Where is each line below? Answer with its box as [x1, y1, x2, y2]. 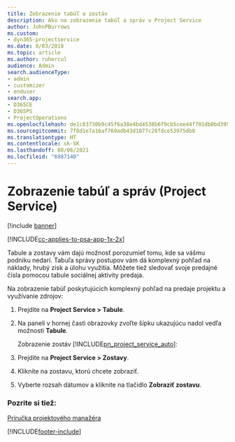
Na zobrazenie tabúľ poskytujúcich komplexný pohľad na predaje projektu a [7, 284, 226, 292]
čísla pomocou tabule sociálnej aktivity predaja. [7, 271, 145, 279]
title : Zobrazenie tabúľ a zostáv [7, 10, 108, 17]
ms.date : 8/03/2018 [7, 43, 64, 50]
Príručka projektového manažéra [7, 414, 101, 422]
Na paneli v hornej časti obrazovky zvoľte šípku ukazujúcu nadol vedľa [17, 319, 222, 327]
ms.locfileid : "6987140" [7, 153, 80, 161]
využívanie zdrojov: [7, 292, 64, 300]
